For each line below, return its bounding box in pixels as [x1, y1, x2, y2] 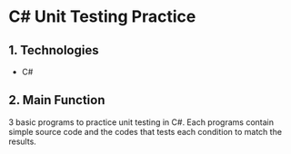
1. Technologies [8, 43, 99, 58]
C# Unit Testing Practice [8, 6, 196, 27]
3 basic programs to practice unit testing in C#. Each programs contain [8, 116, 275, 128]
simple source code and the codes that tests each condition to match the [8, 126, 283, 137]
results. [8, 136, 37, 147]
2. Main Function [8, 92, 105, 108]
